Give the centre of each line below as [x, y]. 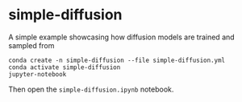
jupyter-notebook [38, 74]
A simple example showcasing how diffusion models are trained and [122, 37]
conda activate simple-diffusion [65, 67]
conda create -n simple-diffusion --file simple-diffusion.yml [117, 60]
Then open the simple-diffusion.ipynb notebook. [91, 89]
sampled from [31, 45]
